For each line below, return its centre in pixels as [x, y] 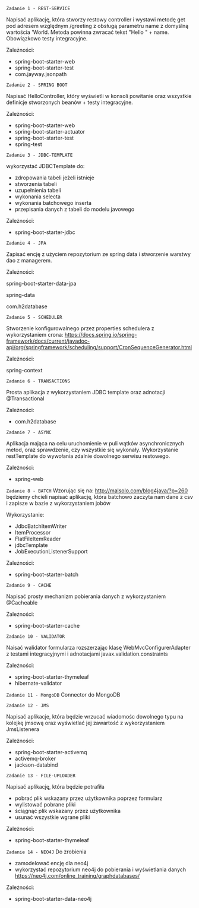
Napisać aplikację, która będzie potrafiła [56, 787]
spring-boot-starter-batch [47, 574]
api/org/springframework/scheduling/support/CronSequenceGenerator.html [99, 347]
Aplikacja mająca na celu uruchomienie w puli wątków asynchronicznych [95, 443]
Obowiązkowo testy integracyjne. [47, 38]
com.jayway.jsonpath [41, 74]
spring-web [29, 479]
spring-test [29, 144]
